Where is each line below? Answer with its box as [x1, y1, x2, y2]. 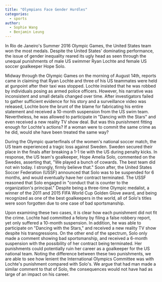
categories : [5, 12, 29, 16]
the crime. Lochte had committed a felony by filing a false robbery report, [5, 215, 151, 221]
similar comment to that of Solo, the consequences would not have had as [5, 267, 153, 272]
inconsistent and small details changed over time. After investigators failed [5, 93, 154, 99]
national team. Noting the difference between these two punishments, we [5, 251, 151, 256]
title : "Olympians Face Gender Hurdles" [5, 7, 88, 12]
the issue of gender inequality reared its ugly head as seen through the [5, 53, 147, 59]
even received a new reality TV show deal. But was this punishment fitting [5, 119, 152, 125]
